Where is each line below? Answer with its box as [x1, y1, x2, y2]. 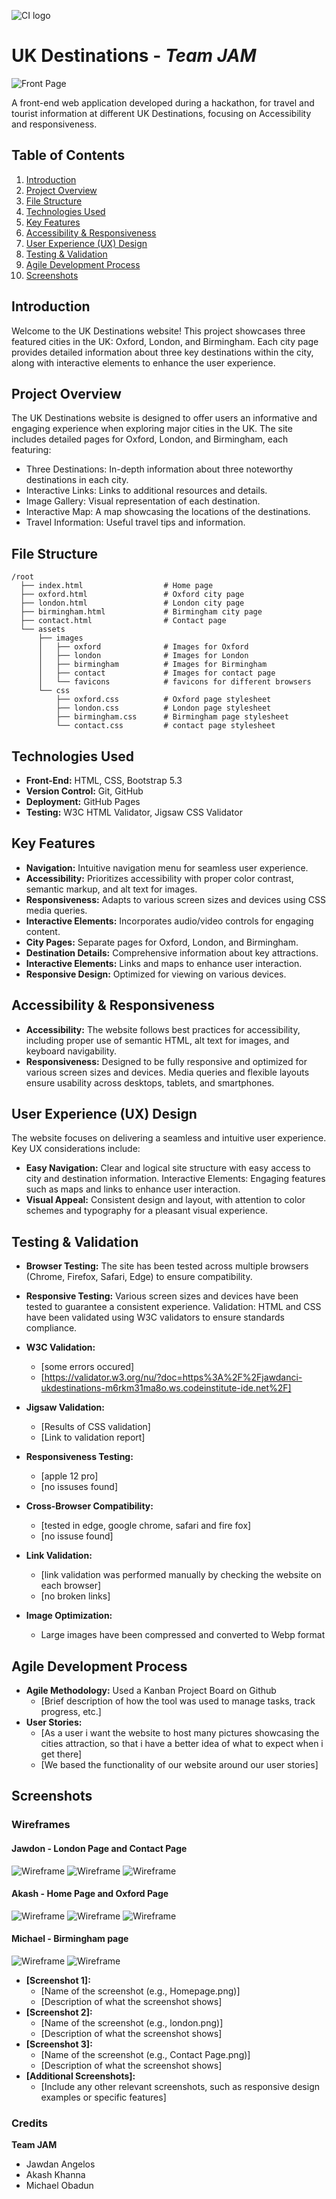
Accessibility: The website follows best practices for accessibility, [25, 1023, 301, 1035]
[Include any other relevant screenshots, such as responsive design [40, 2080, 320, 2092]
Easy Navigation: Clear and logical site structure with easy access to [25, 1162, 311, 1174]
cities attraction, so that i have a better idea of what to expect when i [40, 1738, 324, 1750]
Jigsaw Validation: [25, 1401, 105, 1414]
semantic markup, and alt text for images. [25, 883, 198, 895]
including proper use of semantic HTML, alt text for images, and [25, 1034, 290, 1046]
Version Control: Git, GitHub [25, 785, 144, 797]
